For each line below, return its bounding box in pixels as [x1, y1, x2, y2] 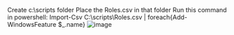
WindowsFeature [7, 21, 56, 28]
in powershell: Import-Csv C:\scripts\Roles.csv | [7, 13, 147, 21]
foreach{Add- [147, 13, 188, 21]
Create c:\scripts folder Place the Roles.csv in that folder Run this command [7, 6, 227, 14]
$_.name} [57, 21, 86, 28]
